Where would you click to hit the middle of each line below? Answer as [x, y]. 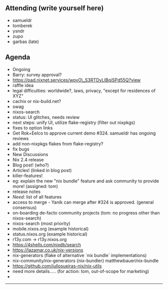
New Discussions [30, 154]
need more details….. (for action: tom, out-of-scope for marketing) [81, 271]
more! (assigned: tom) [35, 186]
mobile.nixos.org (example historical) [50, 228]
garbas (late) [25, 41]
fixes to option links [32, 127]
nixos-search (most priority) [41, 223]
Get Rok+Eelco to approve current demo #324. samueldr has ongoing [84, 133]
